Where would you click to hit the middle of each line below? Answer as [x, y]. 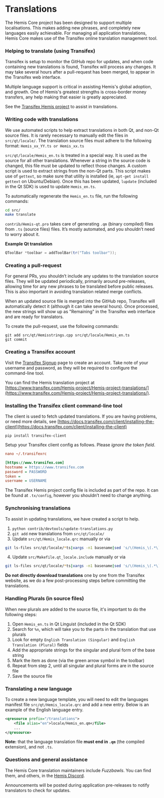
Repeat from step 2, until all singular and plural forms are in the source [83, 666]
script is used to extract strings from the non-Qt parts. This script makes [78, 171]
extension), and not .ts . [29, 747]
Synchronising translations [38, 508]
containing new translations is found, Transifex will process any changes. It [81, 67]
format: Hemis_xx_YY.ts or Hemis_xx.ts [45, 146]
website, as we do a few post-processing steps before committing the [75, 581]
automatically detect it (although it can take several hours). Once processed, [82, 306]
